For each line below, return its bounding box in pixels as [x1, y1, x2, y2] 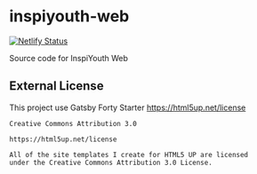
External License [9, 78, 104, 94]
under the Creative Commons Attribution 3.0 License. [9, 158, 213, 167]
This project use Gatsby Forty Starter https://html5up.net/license [9, 102, 246, 113]
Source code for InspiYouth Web [9, 52, 129, 63]
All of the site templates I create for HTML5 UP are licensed [9, 150, 249, 159]
